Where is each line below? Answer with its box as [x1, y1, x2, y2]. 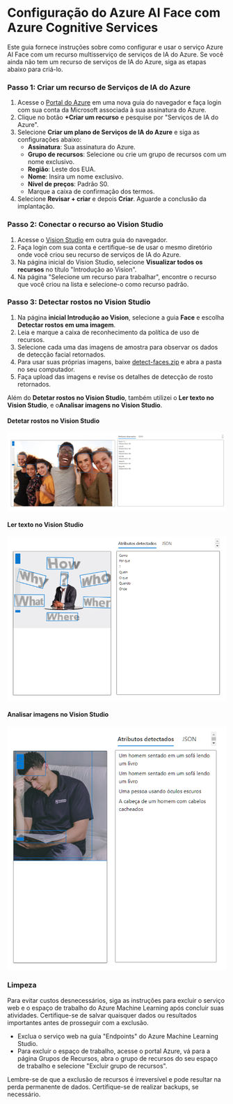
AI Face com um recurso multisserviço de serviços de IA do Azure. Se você [7, 50, 224, 59]
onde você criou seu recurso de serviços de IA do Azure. [17, 250, 182, 259]
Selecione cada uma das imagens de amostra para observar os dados [17, 343, 218, 351]
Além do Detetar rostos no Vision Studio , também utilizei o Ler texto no [7, 393, 214, 402]
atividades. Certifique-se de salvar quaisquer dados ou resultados [7, 1010, 197, 1020]
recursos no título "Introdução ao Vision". [17, 265, 137, 274]
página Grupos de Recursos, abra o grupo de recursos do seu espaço [17, 1054, 218, 1062]
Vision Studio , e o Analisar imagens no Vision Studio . [7, 401, 163, 409]
